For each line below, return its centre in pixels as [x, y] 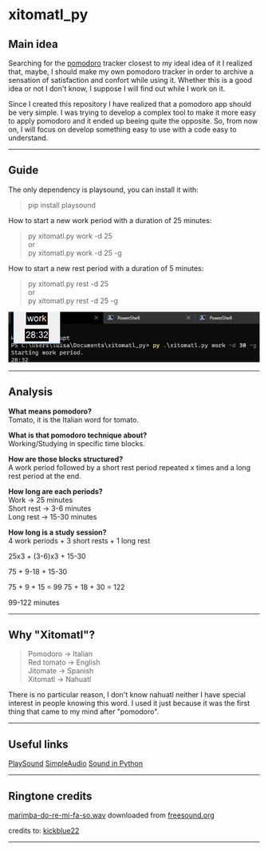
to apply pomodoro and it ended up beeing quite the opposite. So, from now [133, 121]
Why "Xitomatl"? [52, 635]
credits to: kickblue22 [44, 831]
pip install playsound [61, 205]
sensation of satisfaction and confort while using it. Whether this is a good [130, 80]
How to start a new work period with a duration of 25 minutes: [110, 220]
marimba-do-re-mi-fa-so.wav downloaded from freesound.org [112, 815]
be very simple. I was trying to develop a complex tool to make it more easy [132, 112]
